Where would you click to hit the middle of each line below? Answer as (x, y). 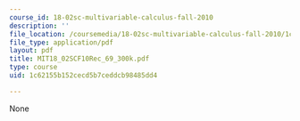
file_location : (37, 34)
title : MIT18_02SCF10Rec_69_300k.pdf (79, 59)
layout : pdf (31, 51)
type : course (33, 68)
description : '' (39, 26)
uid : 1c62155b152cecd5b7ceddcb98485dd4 (83, 76)
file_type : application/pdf (62, 42)
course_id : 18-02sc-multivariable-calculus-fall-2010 (112, 17)
